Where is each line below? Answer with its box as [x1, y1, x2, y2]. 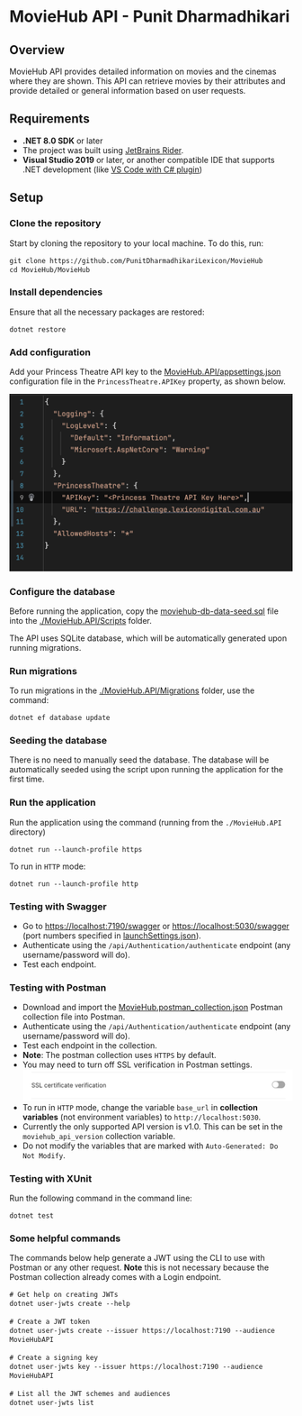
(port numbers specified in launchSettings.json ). [22, 930, 202, 941]
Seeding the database [9, 735, 108, 747]
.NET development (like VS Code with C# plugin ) [22, 164, 203, 175]
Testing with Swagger [9, 900, 107, 912]
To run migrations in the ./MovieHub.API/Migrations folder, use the [9, 685, 255, 696]
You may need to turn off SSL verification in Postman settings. [22, 1059, 253, 1070]
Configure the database [9, 585, 115, 598]
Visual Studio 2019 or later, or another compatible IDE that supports [22, 154, 276, 165]
